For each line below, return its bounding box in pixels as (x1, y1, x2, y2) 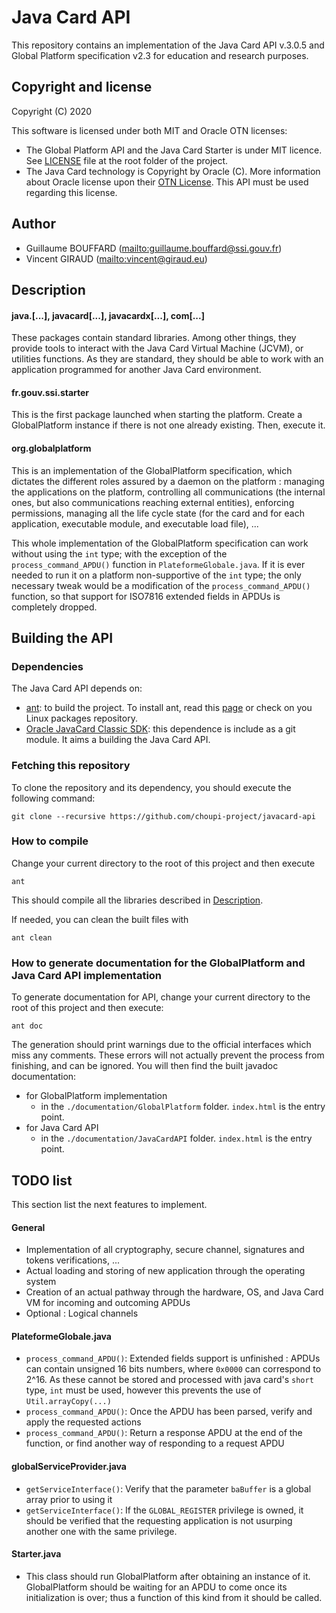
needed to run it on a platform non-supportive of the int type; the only (11, 569, 302, 581)
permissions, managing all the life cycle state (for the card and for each (11, 507, 305, 519)
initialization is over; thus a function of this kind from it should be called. (25, 1591, 323, 1603)
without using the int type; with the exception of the (11, 547, 228, 560)
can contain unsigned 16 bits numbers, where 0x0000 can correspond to (25, 1363, 322, 1375)
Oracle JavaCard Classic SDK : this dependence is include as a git (25, 723, 296, 735)
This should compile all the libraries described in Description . (11, 894, 264, 906)
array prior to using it (25, 1493, 113, 1505)
